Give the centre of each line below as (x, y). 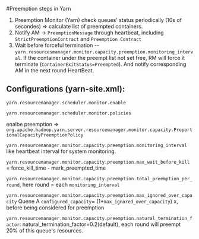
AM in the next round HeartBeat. (54, 70)
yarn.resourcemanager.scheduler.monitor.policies (69, 113)
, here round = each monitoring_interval (70, 184)
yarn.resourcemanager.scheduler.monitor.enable (66, 103)
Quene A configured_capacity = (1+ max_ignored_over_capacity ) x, (98, 201)
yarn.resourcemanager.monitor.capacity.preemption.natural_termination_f (99, 218)
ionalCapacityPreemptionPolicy (45, 135)
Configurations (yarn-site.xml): (66, 89)
